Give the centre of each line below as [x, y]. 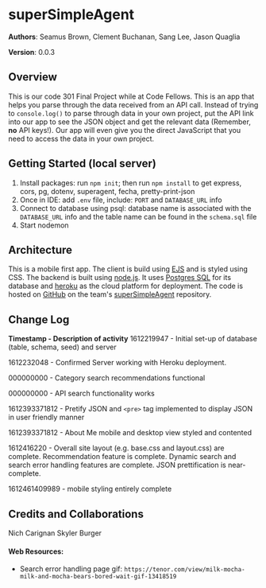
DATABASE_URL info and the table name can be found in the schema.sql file [138, 216]
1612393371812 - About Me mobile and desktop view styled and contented [130, 433]
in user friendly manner [46, 417]
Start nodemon [44, 225]
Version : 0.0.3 [32, 52]
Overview [33, 77]
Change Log [39, 319]
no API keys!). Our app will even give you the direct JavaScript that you [124, 130]
